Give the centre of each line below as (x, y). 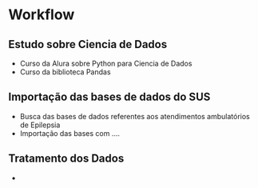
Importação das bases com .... (70, 133)
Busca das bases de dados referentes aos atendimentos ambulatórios (135, 116)
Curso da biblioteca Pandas (65, 72)
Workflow (42, 15)
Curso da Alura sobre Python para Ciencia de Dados (106, 63)
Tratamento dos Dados (66, 159)
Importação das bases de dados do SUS (109, 97)
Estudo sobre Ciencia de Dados (88, 44)
